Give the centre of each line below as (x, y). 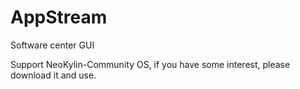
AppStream (59, 17)
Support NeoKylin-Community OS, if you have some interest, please (150, 64)
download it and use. (53, 75)
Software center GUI (52, 45)
